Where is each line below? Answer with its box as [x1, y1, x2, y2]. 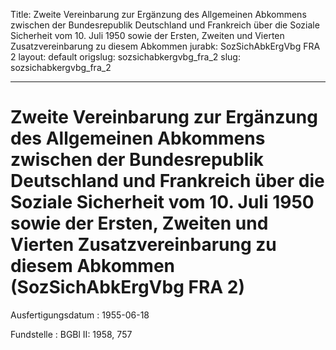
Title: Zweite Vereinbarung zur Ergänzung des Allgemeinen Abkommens [10, 9, 307, 20]
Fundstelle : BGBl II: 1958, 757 [10, 328, 133, 340]
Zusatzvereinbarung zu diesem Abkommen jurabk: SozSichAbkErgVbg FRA [10, 40, 321, 52]
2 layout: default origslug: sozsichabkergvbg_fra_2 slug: [10, 51, 241, 63]
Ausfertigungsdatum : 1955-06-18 [10, 309, 150, 321]
